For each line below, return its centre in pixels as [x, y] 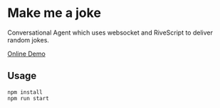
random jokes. [28, 40]
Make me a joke [54, 13]
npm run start [28, 98]
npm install [25, 92]
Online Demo [27, 54]
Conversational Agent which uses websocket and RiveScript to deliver [110, 32]
